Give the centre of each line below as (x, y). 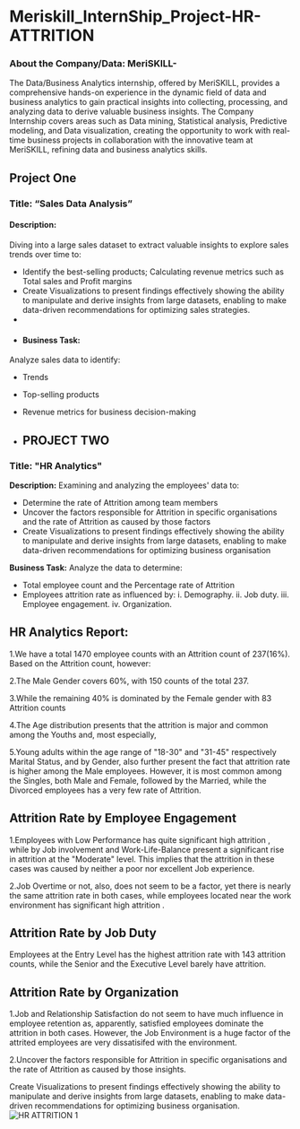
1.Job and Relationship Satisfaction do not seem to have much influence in (146, 1014)
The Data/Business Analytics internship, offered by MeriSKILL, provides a (145, 83)
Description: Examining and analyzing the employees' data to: (124, 485)
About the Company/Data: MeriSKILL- (93, 64)
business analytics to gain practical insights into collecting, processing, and (149, 102)
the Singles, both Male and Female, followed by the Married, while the (138, 780)
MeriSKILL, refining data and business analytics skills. (108, 150)
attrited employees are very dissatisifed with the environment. (123, 1043)
